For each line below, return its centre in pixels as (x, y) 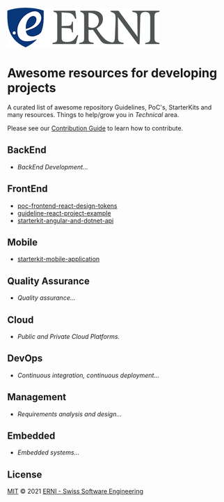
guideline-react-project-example (64, 213)
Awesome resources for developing (112, 73)
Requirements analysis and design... (70, 414)
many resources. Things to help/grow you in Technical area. (93, 114)
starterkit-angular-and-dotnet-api (65, 220)
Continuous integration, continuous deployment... (88, 375)
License (25, 474)
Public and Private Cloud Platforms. (69, 336)
